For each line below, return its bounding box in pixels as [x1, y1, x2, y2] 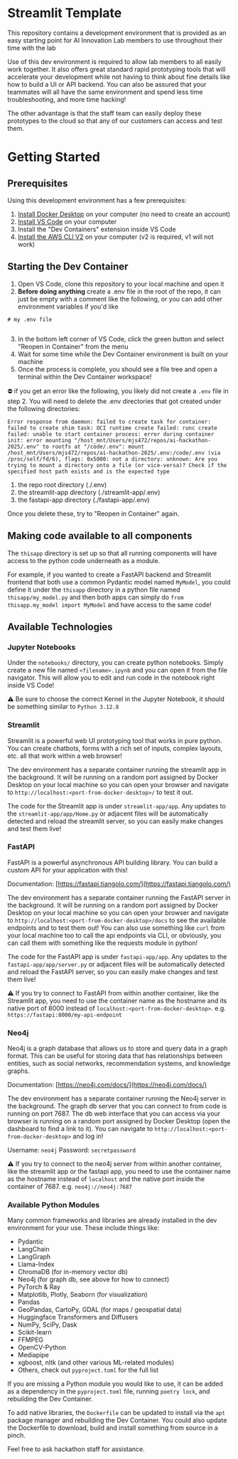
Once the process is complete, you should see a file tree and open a [17, 365, 218, 373]
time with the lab [7, 43, 56, 52]
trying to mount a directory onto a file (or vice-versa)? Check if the [7, 461, 227, 469]
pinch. [7, 1431, 26, 1440]
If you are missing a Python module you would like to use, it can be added [7, 1379, 224, 1388]
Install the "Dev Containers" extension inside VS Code [17, 225, 176, 233]
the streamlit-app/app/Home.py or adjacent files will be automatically [7, 809, 208, 818]
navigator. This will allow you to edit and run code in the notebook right [7, 673, 215, 682]
